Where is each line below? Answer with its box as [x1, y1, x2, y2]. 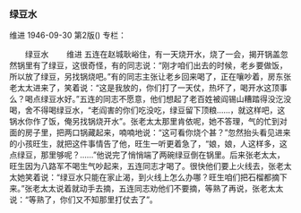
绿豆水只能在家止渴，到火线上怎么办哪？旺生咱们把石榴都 [59, 172, 272, 183]
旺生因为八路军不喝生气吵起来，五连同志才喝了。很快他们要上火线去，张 [9, 161, 276, 172]
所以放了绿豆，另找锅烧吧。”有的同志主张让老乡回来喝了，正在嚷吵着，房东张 [9, 72, 292, 82]
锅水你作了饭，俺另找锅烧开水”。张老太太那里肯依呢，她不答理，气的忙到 [9, 116, 280, 127]
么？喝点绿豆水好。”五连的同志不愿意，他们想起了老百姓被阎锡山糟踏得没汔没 [9, 94, 292, 105]
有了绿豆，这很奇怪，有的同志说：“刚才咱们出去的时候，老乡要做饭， [32, 60, 288, 71]
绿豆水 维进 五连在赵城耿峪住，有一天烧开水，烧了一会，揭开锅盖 [24, 49, 280, 60]
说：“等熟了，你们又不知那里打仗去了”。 [9, 194, 159, 205]
